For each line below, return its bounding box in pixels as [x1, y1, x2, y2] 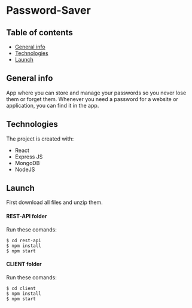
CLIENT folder [6, 261, 42, 268]
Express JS [14, 153, 43, 160]
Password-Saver [6, 4, 91, 17]
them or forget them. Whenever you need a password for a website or [6, 95, 178, 102]
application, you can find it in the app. [6, 102, 99, 109]
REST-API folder [6, 213, 47, 220]
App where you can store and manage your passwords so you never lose [6, 89, 187, 96]
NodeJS [14, 166, 35, 173]
